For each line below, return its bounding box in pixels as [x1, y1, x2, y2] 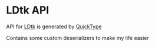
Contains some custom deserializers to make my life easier [6, 34, 149, 41]
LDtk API [6, 4, 50, 17]
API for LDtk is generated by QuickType [6, 23, 102, 30]
